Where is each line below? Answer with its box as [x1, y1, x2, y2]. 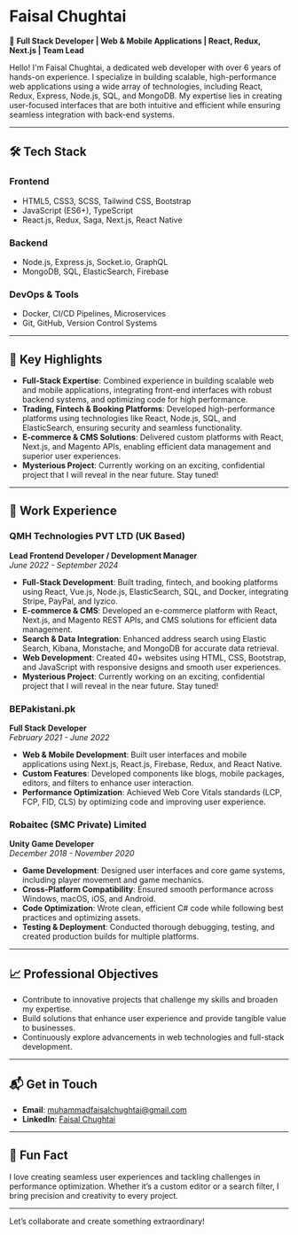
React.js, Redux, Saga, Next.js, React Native [21, 215, 184, 225]
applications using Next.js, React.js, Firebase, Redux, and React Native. [21, 759, 283, 770]
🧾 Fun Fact [9, 1148, 68, 1163]
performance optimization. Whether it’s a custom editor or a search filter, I [9, 1181, 279, 1192]
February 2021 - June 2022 [9, 732, 110, 743]
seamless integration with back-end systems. [9, 109, 176, 120]
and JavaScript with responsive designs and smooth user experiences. [21, 661, 282, 672]
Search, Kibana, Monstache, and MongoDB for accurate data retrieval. [21, 643, 279, 653]
